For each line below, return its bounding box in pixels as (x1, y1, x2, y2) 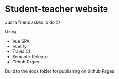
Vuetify (12, 43, 27, 49)
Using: (5, 29, 18, 34)
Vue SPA (12, 38, 30, 44)
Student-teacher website (5, 3, 108, 15)
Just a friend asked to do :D (5, 19, 60, 25)
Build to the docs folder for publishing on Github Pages (5, 68, 115, 74)
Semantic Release (12, 53, 48, 59)
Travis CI (12, 48, 30, 54)
